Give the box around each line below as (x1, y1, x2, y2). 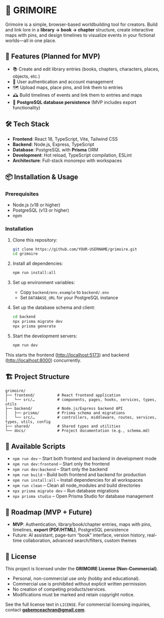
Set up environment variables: (12, 280, 75, 286)
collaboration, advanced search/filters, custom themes (23, 537, 137, 544)
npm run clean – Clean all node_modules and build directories (12, 482, 141, 488)
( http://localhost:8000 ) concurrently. (5, 357, 82, 363)
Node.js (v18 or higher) (12, 202, 61, 208)
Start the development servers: (12, 333, 77, 339)
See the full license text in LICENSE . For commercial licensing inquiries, (5, 601, 151, 607)
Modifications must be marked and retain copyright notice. (12, 591, 135, 597)
